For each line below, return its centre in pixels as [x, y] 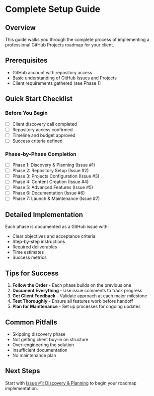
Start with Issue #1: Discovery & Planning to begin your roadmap [71, 383]
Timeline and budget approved [44, 135]
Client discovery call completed [44, 124]
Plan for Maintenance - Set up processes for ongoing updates [76, 306]
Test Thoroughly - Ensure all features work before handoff [73, 301]
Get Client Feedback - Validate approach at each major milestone [80, 296]
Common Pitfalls [31, 322]
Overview [21, 28]
